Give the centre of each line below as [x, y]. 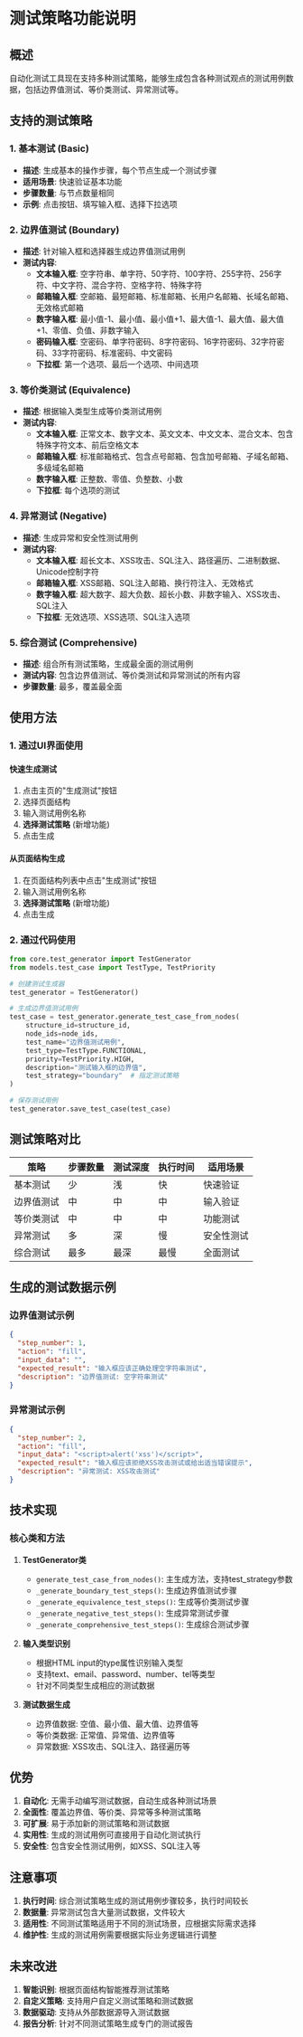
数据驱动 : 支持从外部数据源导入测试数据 [96, 2013]
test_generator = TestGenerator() [74, 992]
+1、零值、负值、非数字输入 [87, 330]
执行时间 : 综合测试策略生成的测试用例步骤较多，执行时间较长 [135, 1901]
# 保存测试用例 [34, 1101]
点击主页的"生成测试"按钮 [69, 791]
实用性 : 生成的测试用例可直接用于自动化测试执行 [111, 1835]
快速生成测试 [33, 769]
